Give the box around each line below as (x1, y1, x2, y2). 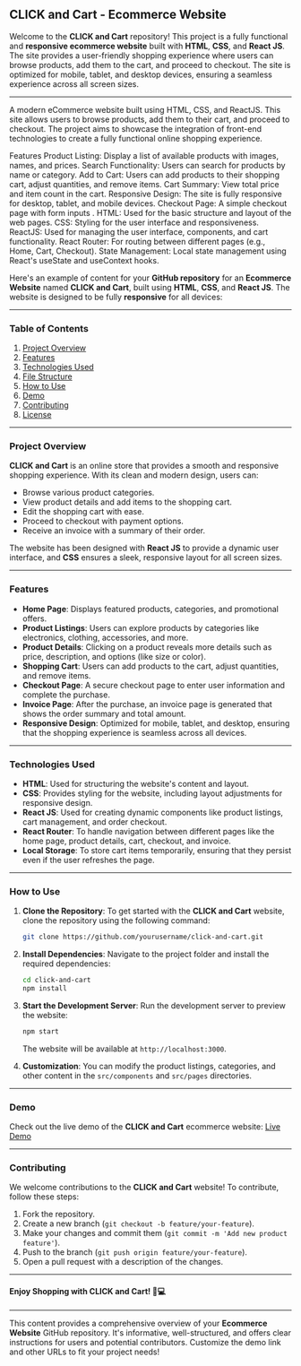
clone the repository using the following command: (21, 915, 211, 926)
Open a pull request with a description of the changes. (21, 1257, 224, 1267)
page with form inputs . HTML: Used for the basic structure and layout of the (9, 207, 292, 218)
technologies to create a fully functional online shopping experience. (9, 133, 262, 143)
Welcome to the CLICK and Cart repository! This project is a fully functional (9, 30, 288, 41)
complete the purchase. (21, 689, 110, 700)
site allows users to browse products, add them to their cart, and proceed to (9, 114, 290, 125)
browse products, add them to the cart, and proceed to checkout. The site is (9, 59, 291, 70)
